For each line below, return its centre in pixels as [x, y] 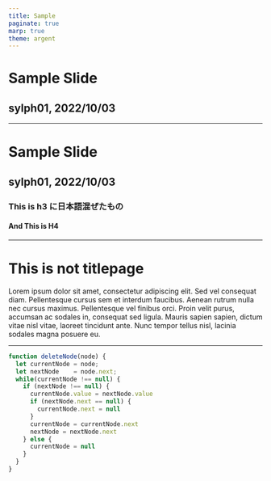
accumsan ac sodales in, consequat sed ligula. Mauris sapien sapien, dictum [135, 317]
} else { [38, 439]
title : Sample [32, 16]
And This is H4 [33, 226]
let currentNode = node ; [57, 364]
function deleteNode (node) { [57, 357]
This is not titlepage [76, 269]
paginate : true [34, 23]
